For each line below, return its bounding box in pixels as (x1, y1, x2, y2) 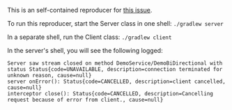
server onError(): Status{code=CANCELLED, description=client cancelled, (7, 78, 226, 85)
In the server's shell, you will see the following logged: (7, 47, 163, 54)
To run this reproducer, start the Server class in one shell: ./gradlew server (7, 19, 224, 27)
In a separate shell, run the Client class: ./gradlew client (7, 33, 172, 41)
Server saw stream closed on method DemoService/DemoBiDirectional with (7, 60, 223, 67)
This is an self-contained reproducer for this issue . (7, 6, 153, 14)
